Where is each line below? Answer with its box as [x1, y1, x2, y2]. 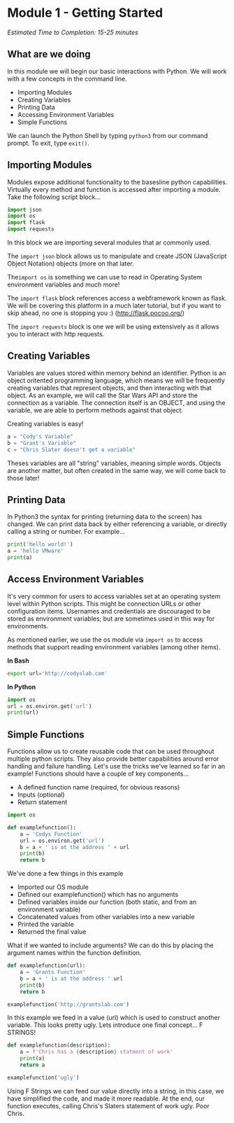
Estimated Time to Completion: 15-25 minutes [7, 28, 138, 36]
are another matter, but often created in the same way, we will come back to [7, 466, 226, 474]
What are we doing [7, 48, 91, 60]
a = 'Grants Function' [20, 969, 86, 976]
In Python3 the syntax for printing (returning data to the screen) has [7, 513, 203, 521]
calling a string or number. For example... [7, 528, 125, 536]
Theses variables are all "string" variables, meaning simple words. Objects [7, 459, 221, 467]
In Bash [7, 656, 29, 665]
